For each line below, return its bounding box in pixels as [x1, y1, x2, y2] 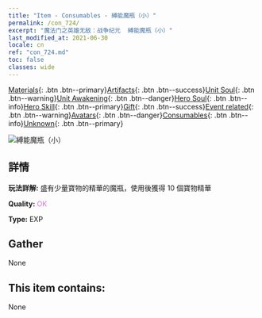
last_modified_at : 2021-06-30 [8, 33, 109, 42]
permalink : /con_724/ [8, 19, 80, 27]
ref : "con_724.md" [8, 48, 69, 56]
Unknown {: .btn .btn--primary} [23, 118, 124, 128]
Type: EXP [8, 214, 44, 224]
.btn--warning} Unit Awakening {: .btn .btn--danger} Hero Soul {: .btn [8, 93, 227, 103]
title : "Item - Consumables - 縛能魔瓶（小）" [8, 11, 157, 20]
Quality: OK [8, 199, 48, 209]
